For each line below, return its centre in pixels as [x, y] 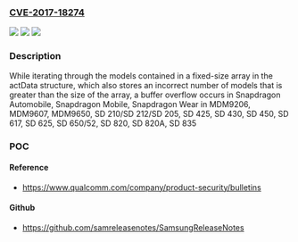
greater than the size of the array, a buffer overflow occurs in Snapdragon [145, 95]
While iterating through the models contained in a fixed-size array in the [141, 75]
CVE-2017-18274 [47, 13]
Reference [29, 168]
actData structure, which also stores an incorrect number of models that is [146, 85]
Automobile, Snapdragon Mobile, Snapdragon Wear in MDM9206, [130, 104]
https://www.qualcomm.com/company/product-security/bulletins [141, 187]
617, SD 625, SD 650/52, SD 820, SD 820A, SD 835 [103, 123]
